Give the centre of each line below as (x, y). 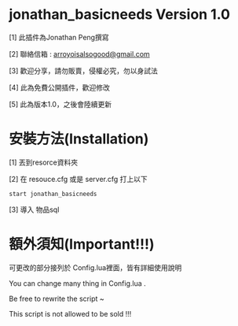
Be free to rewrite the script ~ (57, 298)
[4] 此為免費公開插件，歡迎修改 (60, 87)
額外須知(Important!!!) (82, 245)
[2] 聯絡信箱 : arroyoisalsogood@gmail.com (79, 54)
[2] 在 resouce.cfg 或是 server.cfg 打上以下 (78, 179)
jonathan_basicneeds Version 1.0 (120, 15)
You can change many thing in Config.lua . (77, 283)
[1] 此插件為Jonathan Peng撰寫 (59, 37)
